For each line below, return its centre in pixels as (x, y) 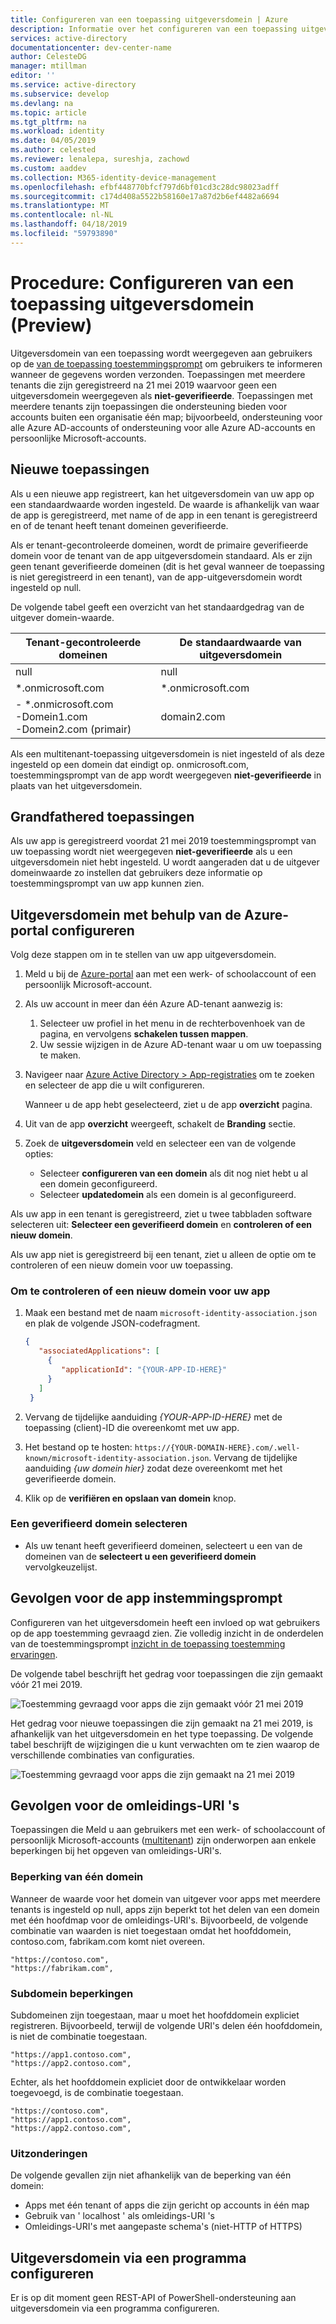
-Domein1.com (51, 716)
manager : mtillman (48, 66)
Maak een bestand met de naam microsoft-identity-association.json (171, 1313)
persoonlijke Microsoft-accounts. (78, 438)
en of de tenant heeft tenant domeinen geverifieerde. (119, 525)
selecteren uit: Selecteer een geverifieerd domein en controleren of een (161, 1225)
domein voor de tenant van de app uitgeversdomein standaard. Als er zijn (161, 555)
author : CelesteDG (48, 57)
